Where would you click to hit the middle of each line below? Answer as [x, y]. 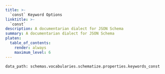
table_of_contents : [30, 43]
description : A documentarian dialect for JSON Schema [64, 29]
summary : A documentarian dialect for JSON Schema [60, 33]
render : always [30, 48]
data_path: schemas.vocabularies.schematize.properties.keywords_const [82, 66]
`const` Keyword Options [36, 15]
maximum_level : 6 [33, 52]
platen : [13, 39]
